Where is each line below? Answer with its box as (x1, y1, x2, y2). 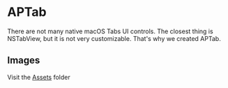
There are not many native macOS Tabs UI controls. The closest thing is (7, 27, 214, 35)
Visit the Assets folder (7, 73, 71, 81)
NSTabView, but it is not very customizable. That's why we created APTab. (7, 34, 221, 42)
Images (7, 55, 40, 67)
